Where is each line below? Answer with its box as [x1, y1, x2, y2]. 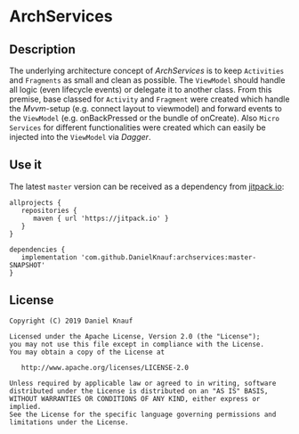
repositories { [20, 206, 77, 215]
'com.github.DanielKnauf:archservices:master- [80, 252, 256, 262]
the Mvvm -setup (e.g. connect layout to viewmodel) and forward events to [9, 103, 283, 113]
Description [9, 42, 76, 57]
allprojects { [9, 198, 62, 207]
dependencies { [9, 245, 66, 254]
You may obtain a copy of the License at [9, 348, 166, 356]
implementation [20, 252, 77, 262]
